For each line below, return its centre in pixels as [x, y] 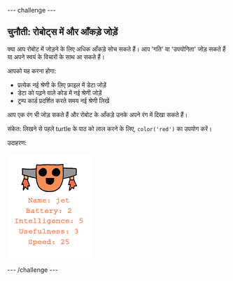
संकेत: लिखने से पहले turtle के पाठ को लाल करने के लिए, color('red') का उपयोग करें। [110, 128]
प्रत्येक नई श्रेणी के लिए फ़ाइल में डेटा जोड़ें [62, 85]
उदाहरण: [17, 142]
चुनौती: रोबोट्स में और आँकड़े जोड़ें [63, 32]
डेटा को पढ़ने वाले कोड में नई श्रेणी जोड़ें [60, 92]
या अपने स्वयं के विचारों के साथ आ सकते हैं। [56, 57]
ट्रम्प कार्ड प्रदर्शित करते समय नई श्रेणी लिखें [63, 100]
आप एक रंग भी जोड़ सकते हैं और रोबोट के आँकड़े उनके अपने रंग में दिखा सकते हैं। [98, 114]
